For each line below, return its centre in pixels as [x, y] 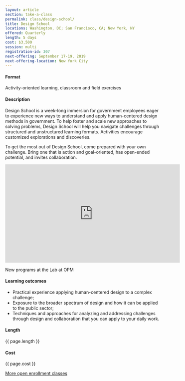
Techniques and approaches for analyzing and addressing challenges [84, 313]
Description [18, 99]
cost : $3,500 [19, 42]
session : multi [21, 47]
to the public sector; [33, 308]
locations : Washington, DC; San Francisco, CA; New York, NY [70, 28]
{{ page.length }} [22, 341]
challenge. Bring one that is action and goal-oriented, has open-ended [78, 152]
